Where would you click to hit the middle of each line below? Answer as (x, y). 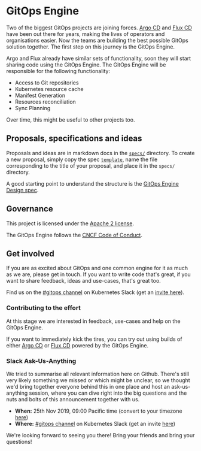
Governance (30, 209)
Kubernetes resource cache (49, 89)
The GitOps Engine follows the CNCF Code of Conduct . (74, 235)
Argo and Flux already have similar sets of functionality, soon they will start (99, 58)
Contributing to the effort (44, 308)
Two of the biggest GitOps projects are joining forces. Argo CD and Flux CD (99, 28)
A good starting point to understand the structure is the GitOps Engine (93, 183)
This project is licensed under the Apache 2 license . (70, 223)
